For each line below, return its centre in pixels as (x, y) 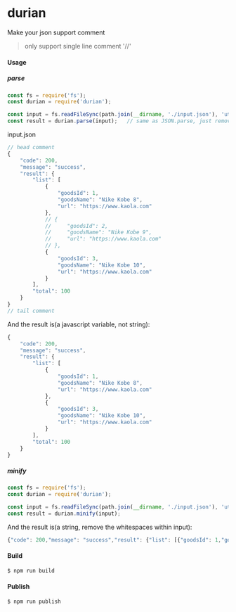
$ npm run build (31, 570)
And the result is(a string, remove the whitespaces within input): (100, 527)
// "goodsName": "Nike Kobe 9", (98, 232)
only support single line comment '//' (78, 46)
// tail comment (31, 311)
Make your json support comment (56, 32)
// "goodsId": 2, (77, 226)
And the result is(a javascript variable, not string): (79, 324)
